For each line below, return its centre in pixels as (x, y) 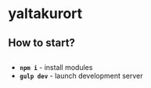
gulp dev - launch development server (81, 75)
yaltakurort (45, 14)
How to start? (42, 43)
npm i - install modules (56, 67)
